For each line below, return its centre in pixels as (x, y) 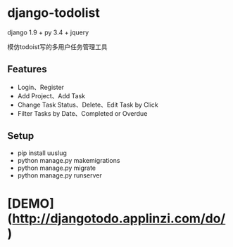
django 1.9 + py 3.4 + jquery (48, 32)
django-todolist (53, 13)
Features (27, 69)
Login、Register (41, 87)
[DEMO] (31, 203)
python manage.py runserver (59, 175)
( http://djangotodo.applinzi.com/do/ (116, 218)
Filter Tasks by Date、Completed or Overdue (82, 113)
